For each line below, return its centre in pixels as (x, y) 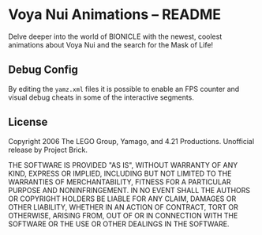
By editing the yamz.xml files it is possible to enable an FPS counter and (124, 89)
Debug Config (43, 70)
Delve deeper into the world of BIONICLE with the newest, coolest (115, 36)
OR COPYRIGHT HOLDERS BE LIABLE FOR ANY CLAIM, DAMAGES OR (122, 199)
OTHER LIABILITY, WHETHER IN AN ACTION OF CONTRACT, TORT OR (123, 207)
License (28, 122)
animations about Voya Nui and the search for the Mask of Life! (111, 44)
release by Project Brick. (48, 150)
